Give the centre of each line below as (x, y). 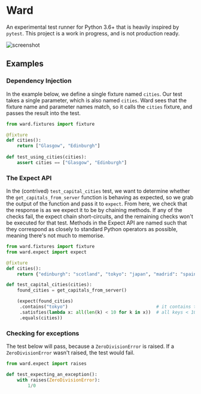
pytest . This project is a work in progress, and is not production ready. (93, 33)
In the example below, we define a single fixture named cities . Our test (94, 94)
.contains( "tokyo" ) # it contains (105, 307)
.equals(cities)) (41, 318)
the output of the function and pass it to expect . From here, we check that (97, 204)
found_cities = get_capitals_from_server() (72, 290)
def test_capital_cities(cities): (49, 285)
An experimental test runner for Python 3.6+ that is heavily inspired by (93, 27)
